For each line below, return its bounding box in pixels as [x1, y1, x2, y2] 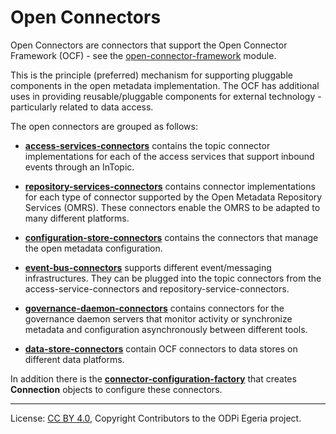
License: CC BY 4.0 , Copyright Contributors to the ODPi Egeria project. [10, 412, 302, 424]
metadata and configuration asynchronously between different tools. [24, 323, 308, 335]
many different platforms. [24, 212, 130, 224]
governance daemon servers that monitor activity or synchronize [24, 312, 293, 325]
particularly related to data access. [10, 101, 154, 113]
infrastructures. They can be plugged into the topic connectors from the [24, 272, 322, 284]
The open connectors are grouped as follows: [10, 120, 198, 132]
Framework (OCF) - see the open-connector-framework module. [10, 49, 277, 61]
